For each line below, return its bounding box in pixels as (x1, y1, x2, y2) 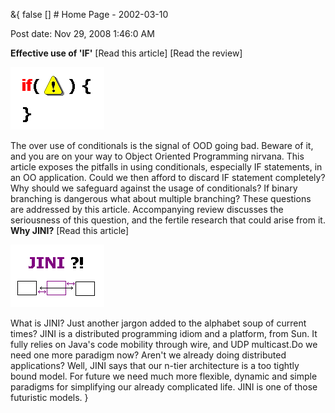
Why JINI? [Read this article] (10, 225, 130, 236)
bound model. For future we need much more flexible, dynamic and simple (10, 370, 318, 382)
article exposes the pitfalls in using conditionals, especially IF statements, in (10, 161, 323, 173)
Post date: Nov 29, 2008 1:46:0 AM (10, 28, 155, 39)
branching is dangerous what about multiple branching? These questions (10, 193, 312, 204)
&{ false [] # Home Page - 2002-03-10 (10, 9, 169, 20)
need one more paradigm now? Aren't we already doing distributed (10, 349, 287, 361)
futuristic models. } (10, 392, 89, 403)
